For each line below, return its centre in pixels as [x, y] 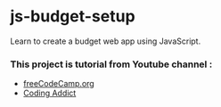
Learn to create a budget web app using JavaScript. [106, 41]
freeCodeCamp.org [58, 84]
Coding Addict [49, 93]
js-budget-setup [73, 16]
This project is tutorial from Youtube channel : [111, 64]
